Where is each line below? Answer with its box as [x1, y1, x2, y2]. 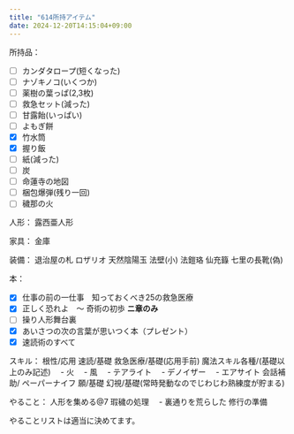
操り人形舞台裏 [21, 315, 77, 325]
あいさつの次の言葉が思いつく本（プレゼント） [21, 325, 192, 336]
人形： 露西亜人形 [9, 217, 73, 228]
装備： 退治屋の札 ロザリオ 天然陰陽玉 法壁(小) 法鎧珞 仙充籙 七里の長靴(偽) [9, 255, 283, 265]
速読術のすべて [21, 337, 77, 347]
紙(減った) [21, 154, 59, 164]
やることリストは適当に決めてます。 [9, 415, 139, 425]
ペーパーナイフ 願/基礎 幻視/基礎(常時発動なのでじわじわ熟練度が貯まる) [21, 377, 285, 388]
